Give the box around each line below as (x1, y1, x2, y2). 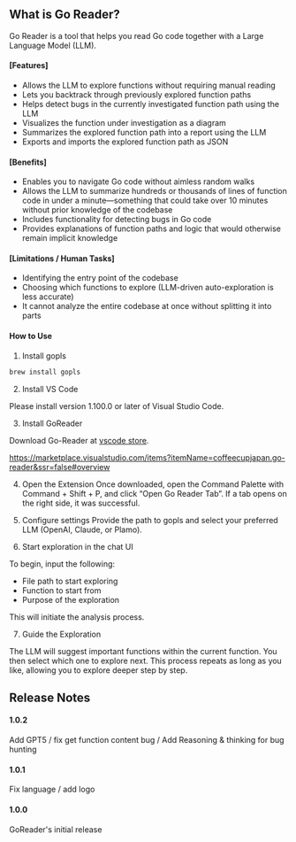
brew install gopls (9, 367, 81, 376)
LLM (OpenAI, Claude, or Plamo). (21, 524, 143, 535)
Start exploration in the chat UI (21, 541, 134, 552)
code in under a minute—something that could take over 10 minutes (21, 195, 269, 206)
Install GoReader (21, 418, 83, 429)
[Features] (9, 60, 49, 71)
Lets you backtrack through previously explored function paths (21, 89, 252, 100)
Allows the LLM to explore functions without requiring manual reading (21, 80, 276, 91)
